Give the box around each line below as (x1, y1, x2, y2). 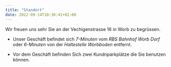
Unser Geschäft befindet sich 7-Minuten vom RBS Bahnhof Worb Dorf (12, 36, 160, 42)
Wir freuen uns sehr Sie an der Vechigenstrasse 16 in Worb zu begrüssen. (5, 26, 161, 32)
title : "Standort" (5, 7, 44, 13)
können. (12, 56, 30, 62)
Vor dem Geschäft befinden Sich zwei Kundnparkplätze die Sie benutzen (12, 51, 166, 57)
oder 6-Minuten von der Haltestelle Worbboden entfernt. (12, 41, 132, 47)
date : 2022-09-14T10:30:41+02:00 (5, 12, 77, 17)
